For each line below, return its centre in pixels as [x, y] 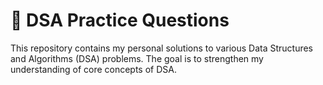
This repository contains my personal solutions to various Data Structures [162, 48]
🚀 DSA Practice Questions [120, 20]
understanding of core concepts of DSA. [93, 69]
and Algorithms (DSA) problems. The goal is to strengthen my [137, 58]
